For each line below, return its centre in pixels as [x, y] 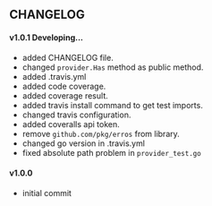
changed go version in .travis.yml [84, 143]
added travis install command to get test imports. [112, 105]
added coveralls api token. [71, 124]
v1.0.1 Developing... [46, 37]
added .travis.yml [54, 76]
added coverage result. [65, 95]
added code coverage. [64, 86]
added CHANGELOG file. [68, 57]
